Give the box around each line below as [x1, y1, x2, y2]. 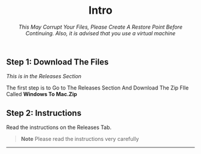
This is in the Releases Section [6, 73, 82, 80]
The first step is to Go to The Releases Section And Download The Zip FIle [6, 84, 189, 91]
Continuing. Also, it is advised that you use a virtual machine [25, 29, 176, 36]
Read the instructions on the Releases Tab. [6, 124, 112, 131]
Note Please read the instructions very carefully [20, 135, 139, 143]
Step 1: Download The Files [6, 57, 109, 67]
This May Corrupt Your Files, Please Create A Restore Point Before [19, 23, 182, 30]
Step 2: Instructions [6, 108, 82, 118]
